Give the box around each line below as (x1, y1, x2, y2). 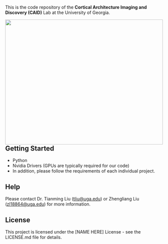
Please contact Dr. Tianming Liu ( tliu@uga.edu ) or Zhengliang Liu (5, 196, 139, 202)
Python (12, 157, 27, 163)
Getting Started (5, 144, 54, 152)
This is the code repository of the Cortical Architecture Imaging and (5, 4, 147, 10)
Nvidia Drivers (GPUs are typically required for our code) (12, 162, 129, 169)
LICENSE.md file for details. (5, 234, 62, 240)
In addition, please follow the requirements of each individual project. (12, 168, 155, 174)
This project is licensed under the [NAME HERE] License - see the (5, 229, 141, 235)
